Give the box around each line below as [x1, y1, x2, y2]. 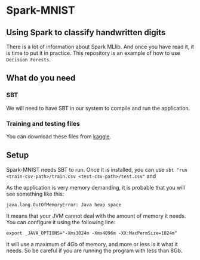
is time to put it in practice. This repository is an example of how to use [6, 49, 181, 57]
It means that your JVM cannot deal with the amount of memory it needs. [6, 212, 186, 219]
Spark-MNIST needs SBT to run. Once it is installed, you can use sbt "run [6, 166, 187, 173]
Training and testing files [6, 119, 81, 128]
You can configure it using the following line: [6, 218, 116, 225]
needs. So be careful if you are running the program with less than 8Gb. [6, 247, 183, 254]
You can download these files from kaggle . [6, 132, 112, 140]
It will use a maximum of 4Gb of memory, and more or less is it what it [6, 240, 178, 247]
